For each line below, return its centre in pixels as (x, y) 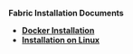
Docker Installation (58, 30)
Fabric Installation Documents (66, 13)
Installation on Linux (61, 40)
